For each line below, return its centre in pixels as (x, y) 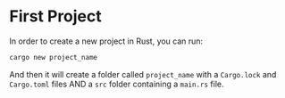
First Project (56, 16)
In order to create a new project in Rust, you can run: (106, 41)
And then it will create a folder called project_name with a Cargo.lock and (143, 74)
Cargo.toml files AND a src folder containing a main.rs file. (117, 84)
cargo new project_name (54, 57)
